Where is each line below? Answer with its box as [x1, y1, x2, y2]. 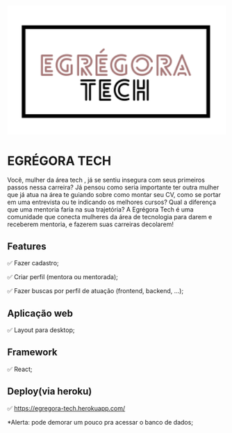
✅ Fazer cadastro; [7, 259, 59, 267]
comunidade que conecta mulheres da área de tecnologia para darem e [7, 213, 213, 221]
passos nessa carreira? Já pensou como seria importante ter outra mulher [7, 183, 219, 191]
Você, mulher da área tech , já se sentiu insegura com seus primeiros [7, 176, 205, 184]
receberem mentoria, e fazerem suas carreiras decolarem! [7, 220, 174, 228]
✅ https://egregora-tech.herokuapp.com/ [7, 404, 126, 412]
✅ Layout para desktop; [7, 326, 75, 334]
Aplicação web [7, 307, 73, 319]
